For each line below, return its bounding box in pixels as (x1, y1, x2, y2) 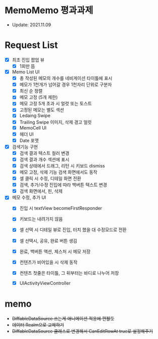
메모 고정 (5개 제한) (19, 94, 58, 100)
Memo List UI (12, 69, 40, 75)
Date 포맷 (19, 137, 39, 143)
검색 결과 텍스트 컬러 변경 (19, 150, 70, 156)
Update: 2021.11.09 (12, 21, 51, 28)
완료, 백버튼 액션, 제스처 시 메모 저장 (19, 248, 91, 255)
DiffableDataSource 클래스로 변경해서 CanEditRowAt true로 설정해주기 (12, 328, 153, 334)
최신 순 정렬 (19, 88, 43, 94)
